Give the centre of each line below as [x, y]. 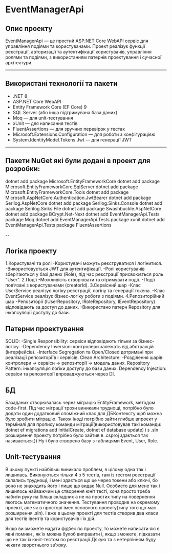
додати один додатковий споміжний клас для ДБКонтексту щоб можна [84, 414]
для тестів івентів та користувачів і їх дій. [50, 519]
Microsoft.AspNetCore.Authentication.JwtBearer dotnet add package [78, 198]
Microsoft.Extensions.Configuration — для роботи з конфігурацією [84, 134]
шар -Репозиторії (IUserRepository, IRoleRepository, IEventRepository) [80, 301]
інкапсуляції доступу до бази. [38, 313]
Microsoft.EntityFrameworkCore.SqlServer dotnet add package [72, 187]
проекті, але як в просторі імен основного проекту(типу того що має [81, 507]
